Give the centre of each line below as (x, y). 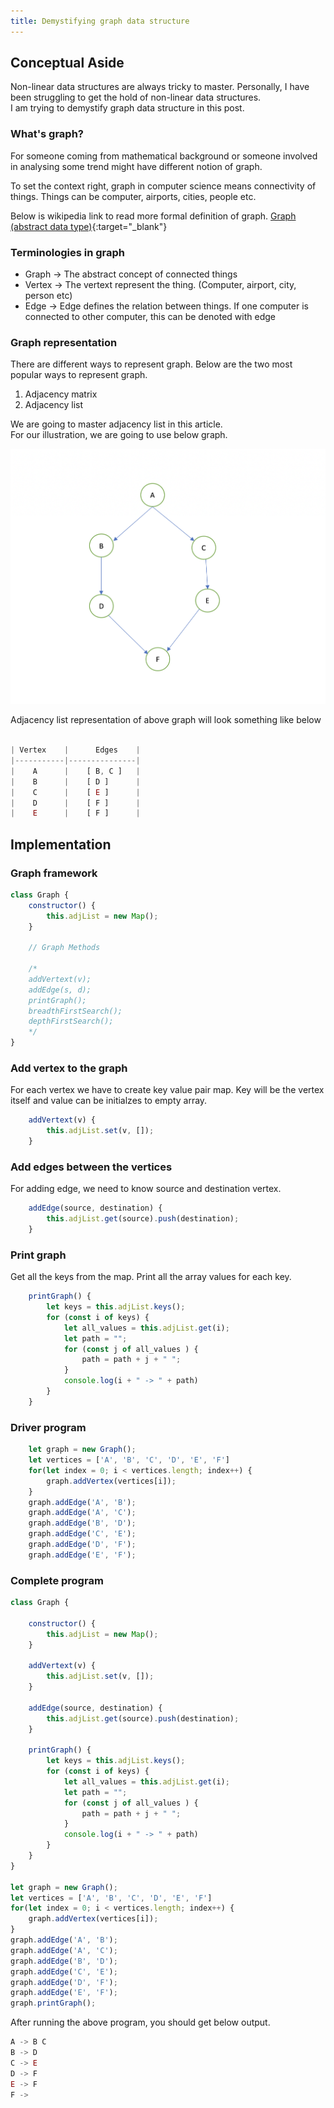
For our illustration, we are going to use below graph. (119, 435)
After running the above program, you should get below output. (140, 2022)
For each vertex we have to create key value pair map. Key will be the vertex (167, 1090)
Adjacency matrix (61, 394)
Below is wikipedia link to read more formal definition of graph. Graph (153, 216)
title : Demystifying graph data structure (100, 21)
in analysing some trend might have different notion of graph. (136, 166)
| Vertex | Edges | (75, 750)
